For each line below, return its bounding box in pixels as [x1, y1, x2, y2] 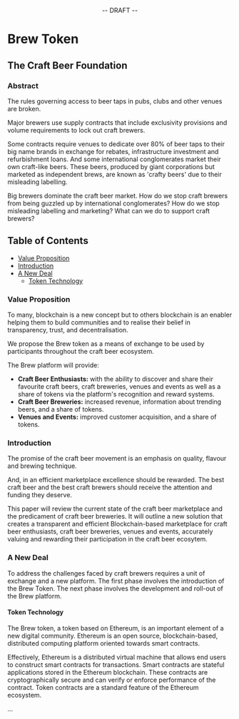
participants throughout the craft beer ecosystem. [7, 347, 155, 355]
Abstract [7, 81, 39, 91]
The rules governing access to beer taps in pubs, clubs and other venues [7, 96, 223, 106]
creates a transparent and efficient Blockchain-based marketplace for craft [7, 520, 228, 529]
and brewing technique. [7, 462, 77, 470]
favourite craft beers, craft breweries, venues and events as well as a [17, 382, 221, 391]
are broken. [7, 104, 41, 113]
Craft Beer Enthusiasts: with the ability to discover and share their [17, 374, 214, 383]
